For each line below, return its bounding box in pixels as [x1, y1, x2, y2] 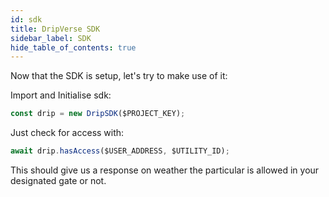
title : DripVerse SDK [10, 24, 101, 34]
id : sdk [10, 14, 43, 25]
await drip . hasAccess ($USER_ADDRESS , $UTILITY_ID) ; [10, 146, 230, 156]
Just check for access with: [10, 127, 125, 139]
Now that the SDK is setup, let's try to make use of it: [10, 70, 228, 82]
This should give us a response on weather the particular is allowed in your [10, 164, 320, 176]
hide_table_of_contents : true [10, 42, 137, 53]
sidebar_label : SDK [10, 33, 92, 43]
